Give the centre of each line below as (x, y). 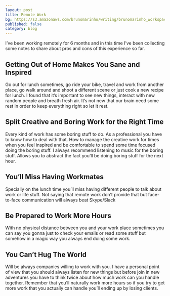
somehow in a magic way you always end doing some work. (68, 239)
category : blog (21, 29)
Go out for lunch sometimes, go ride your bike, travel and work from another (85, 84)
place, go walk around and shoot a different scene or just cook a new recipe (84, 90)
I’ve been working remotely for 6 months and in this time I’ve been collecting (85, 43)
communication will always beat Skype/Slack (69, 200)
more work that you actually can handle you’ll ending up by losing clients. (82, 288)
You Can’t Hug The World (46, 254)
